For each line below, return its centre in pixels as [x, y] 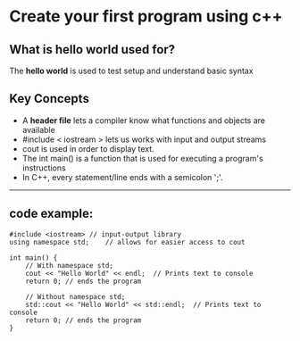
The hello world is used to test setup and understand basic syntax [131, 71]
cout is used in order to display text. [88, 148]
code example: [51, 214]
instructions [44, 168]
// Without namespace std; [75, 296]
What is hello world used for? [92, 50]
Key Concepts [49, 99]
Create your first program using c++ [146, 17]
